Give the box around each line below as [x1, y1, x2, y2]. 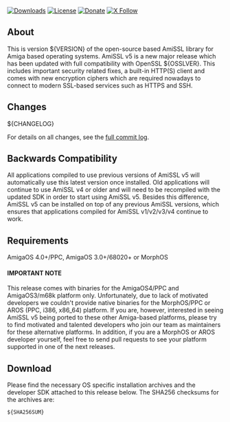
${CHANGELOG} [7, 119, 55, 127]
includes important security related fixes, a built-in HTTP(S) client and [7, 66, 205, 75]
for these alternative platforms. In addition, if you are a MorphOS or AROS [7, 328, 216, 337]
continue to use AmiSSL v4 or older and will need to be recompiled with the [7, 186, 221, 194]
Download [7, 362, 51, 374]
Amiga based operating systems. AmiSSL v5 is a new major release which [7, 52, 216, 60]
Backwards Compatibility [7, 153, 118, 165]
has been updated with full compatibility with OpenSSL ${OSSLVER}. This [7, 59, 216, 67]
